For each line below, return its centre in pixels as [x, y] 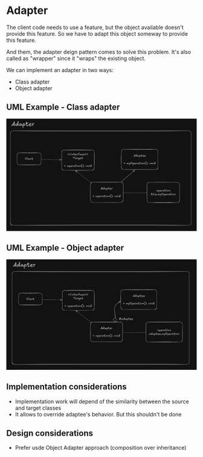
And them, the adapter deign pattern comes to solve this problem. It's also [99, 51]
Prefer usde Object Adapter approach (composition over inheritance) [101, 448]
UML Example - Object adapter [65, 248]
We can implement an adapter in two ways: [60, 70]
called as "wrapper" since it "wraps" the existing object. [76, 58]
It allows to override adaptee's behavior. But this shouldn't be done [98, 414]
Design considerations [50, 433]
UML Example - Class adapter [63, 107]
